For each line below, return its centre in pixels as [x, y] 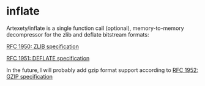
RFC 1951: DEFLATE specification [48, 58]
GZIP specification [30, 76]
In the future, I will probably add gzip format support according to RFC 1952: [102, 70]
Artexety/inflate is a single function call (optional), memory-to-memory [95, 28]
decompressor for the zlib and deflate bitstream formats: [78, 34]
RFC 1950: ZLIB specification [43, 46]
